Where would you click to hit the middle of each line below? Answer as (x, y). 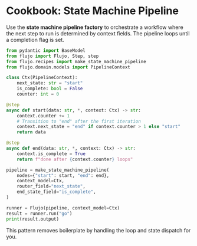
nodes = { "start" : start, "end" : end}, (63, 175)
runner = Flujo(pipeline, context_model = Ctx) (63, 208)
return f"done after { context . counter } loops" (75, 159)
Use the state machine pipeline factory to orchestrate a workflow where (95, 27)
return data (31, 132)
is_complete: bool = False (50, 89)
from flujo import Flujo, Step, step (52, 56)
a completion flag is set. (35, 40)
